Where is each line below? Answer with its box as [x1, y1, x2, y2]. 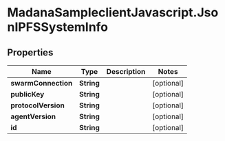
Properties [7, 47, 54, 58]
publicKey [10, 90, 45, 99]
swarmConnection [10, 79, 73, 88]
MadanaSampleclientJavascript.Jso [7, 5, 219, 21]
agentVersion [10, 112, 56, 121]
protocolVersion [10, 101, 65, 110]
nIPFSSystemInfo [7, 19, 109, 35]
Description [106, 67, 146, 76]
